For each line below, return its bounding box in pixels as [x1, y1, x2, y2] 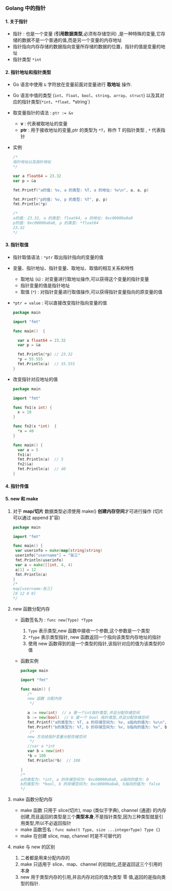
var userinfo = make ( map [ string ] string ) [15, 548, 103, 553]
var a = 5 [17, 447, 38, 453]
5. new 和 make [5, 496, 38, 502]
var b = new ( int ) [27, 749, 64, 754]
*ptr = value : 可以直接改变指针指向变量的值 [12, 300, 107, 306]
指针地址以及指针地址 [12, 159, 51, 165]
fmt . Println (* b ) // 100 [27, 758, 80, 763]
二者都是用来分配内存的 [20, 855, 70, 861]
